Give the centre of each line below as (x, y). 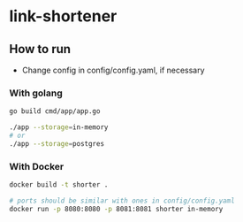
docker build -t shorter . (59, 185)
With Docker (37, 166)
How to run (40, 49)
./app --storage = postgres (57, 143)
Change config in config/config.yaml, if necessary (113, 70)
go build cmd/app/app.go (55, 111)
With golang (36, 93)
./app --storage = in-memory (59, 127)
